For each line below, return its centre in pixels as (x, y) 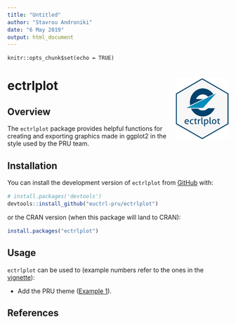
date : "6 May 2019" (36, 30)
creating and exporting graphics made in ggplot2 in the (87, 136)
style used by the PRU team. (48, 143)
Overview (29, 111)
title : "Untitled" (34, 15)
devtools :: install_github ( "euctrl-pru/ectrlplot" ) (83, 204)
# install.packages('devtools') (54, 197)
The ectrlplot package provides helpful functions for (85, 129)
